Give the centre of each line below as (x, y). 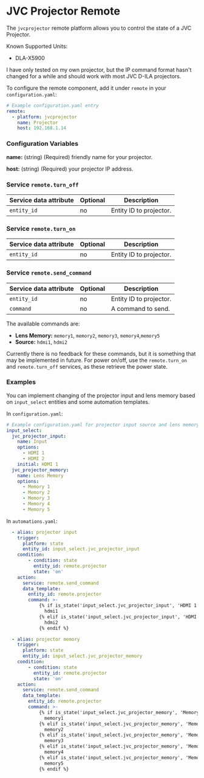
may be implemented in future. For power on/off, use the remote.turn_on (97, 360)
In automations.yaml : (32, 521)
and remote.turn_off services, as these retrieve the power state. (87, 366)
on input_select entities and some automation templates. (78, 401)
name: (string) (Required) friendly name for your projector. (80, 157)
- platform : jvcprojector (45, 117)
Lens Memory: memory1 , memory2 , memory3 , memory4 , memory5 (87, 335)
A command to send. (140, 309)
